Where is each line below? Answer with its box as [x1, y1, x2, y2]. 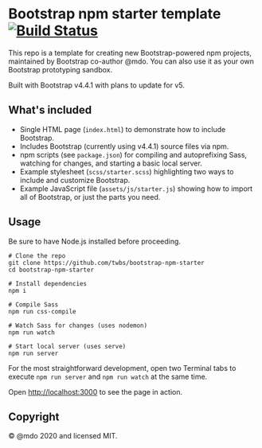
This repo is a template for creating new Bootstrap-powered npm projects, [8, 48, 252, 57]
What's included [8, 103, 92, 117]
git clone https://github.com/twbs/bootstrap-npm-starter [8, 259, 205, 267]
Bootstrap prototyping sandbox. [8, 64, 113, 74]
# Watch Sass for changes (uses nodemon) [8, 321, 148, 329]
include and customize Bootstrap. [19, 175, 131, 185]
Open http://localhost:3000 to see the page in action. [8, 387, 183, 396]
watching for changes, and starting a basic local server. [19, 158, 203, 168]
